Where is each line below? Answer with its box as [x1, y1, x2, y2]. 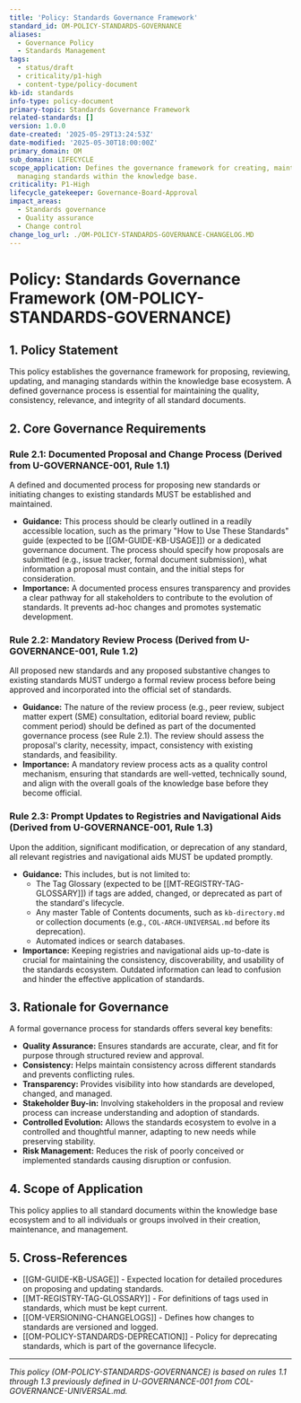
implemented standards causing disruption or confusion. [21, 1155, 232, 1166]
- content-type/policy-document [17, 80, 139, 89]
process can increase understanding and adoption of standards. [21, 1108, 260, 1118]
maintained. [9, 499, 53, 510]
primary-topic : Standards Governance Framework [9, 105, 191, 114]
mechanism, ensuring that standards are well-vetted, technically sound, [21, 768, 288, 779]
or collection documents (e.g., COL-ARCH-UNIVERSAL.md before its [35, 916, 271, 927]
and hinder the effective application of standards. [21, 973, 205, 984]
